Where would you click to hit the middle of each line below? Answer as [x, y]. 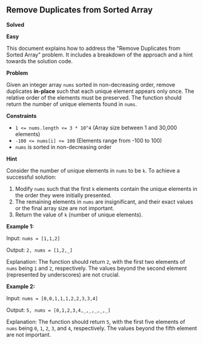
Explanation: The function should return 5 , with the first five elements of [96, 322]
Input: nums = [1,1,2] [33, 238]
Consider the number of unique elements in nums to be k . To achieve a [93, 170]
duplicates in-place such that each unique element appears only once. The [100, 91]
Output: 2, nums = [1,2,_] [39, 250]
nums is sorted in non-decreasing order [63, 147]
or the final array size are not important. [65, 208]
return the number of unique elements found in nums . [72, 104]
